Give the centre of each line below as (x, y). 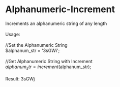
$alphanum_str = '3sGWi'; (33, 50)
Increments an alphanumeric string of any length (56, 23)
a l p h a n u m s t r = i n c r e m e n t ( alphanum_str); (48, 67)
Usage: (13, 34)
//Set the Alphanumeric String (36, 45)
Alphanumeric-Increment (60, 9)
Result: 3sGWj (20, 79)
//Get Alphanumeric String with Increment (49, 61)
